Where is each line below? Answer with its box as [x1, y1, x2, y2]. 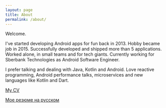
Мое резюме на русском [5, 97, 59, 103]
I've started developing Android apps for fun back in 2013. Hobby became [5, 41, 160, 47]
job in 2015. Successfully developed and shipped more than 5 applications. [5, 46, 162, 52]
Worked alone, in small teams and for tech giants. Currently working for [5, 51, 155, 57]
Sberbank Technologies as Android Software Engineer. [5, 57, 120, 63]
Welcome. [5, 31, 26, 37]
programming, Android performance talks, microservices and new [5, 72, 143, 78]
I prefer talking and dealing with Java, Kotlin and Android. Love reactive [5, 66, 155, 73]
